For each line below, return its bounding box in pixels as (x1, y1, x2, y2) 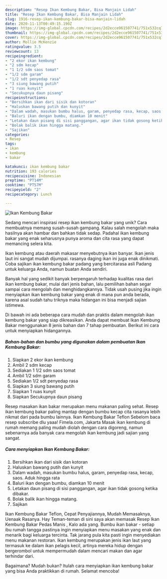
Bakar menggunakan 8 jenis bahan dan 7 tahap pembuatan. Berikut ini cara (5, 322, 159, 328)
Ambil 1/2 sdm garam (12, 372, 56, 378)
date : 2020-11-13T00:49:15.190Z (5, 21, 72, 26)
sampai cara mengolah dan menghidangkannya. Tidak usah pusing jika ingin (5, 286, 162, 292)
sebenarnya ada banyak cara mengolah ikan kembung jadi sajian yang (5, 429, 149, 435)
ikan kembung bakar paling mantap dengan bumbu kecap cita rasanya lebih (5, 409, 161, 414)
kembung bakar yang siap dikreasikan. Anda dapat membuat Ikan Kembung (5, 317, 161, 323)
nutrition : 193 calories (5, 168, 57, 174)
